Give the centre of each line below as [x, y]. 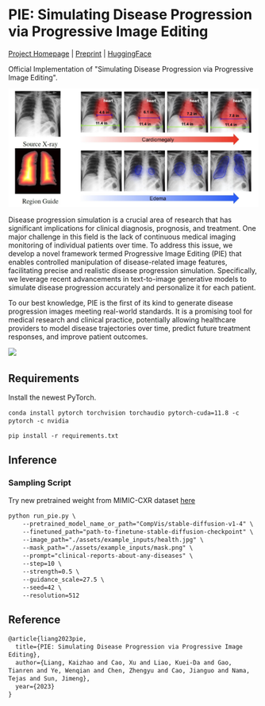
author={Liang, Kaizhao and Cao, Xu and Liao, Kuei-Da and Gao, [124, 663]
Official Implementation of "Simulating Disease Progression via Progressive [131, 68]
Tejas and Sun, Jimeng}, [49, 679]
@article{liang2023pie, [48, 639]
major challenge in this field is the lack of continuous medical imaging [122, 237]
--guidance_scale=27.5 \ [63, 579]
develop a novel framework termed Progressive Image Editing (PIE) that [125, 254]
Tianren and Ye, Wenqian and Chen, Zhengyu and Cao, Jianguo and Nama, [129, 671]
